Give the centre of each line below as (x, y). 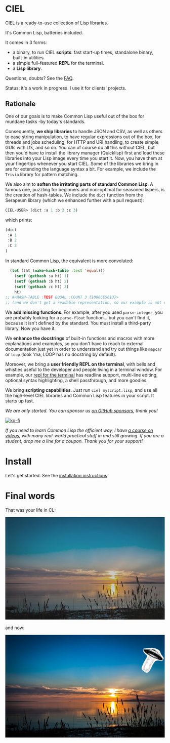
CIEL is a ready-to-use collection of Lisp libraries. (57, 23)
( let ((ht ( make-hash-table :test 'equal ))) (57, 271)
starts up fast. (20, 401)
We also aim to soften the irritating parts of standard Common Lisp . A (79, 184)
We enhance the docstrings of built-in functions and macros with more (80, 338)
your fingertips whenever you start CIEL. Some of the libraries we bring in (82, 163)
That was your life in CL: (31, 510)
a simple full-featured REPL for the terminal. (58, 63)
